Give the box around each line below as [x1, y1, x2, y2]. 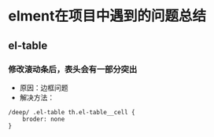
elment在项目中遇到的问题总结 [8, 7, 207, 25]
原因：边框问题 [19, 83, 68, 92]
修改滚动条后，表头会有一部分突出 [8, 63, 138, 74]
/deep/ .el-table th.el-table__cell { [8, 108, 135, 116]
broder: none [22, 115, 65, 123]
